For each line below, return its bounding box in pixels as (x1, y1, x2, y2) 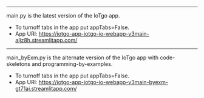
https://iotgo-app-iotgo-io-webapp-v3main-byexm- (38, 79, 169, 85)
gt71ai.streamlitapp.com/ (15, 85, 77, 92)
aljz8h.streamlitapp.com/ (15, 37, 78, 44)
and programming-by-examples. (31, 60, 113, 67)
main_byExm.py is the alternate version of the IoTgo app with (6, 54, 159, 61)
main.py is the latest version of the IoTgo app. (6, 12, 120, 19)
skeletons (6, 60, 30, 67)
